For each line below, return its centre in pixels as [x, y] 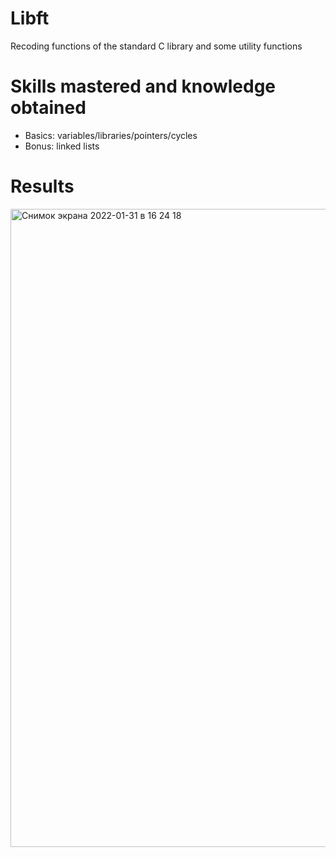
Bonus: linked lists [62, 146]
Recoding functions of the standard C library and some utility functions [156, 46]
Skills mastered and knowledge [143, 86]
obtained [48, 108]
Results [42, 186]
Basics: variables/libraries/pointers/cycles [111, 135]
